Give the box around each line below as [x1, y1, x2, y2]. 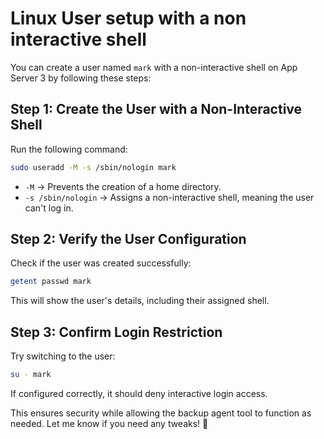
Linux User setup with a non [10, 7, 247, 30]
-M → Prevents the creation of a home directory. [24, 180, 222, 192]
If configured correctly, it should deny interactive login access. [10, 388, 268, 399]
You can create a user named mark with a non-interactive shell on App [10, 61, 298, 73]
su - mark [10, 370, 52, 380]
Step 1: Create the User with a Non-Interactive [10, 101, 303, 118]
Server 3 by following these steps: [10, 72, 152, 84]
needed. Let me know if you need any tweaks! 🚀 [10, 418, 209, 429]
